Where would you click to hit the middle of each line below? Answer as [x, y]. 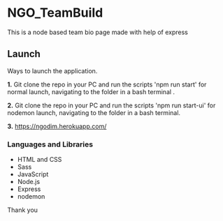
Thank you [23, 210]
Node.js [29, 182]
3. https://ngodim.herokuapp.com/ [57, 126]
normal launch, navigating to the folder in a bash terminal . [91, 91]
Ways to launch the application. [52, 70]
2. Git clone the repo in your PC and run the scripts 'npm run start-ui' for [111, 105]
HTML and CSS [39, 160]
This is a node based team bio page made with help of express [98, 32]
